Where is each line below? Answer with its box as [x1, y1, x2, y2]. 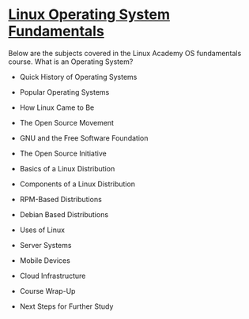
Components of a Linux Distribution [19, 179, 136, 189]
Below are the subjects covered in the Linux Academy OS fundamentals [8, 48, 242, 58]
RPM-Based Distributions [19, 194, 103, 204]
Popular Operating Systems [19, 87, 110, 96]
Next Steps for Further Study [19, 302, 114, 311]
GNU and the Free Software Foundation [19, 133, 149, 143]
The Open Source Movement [19, 118, 115, 127]
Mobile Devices [19, 255, 71, 265]
